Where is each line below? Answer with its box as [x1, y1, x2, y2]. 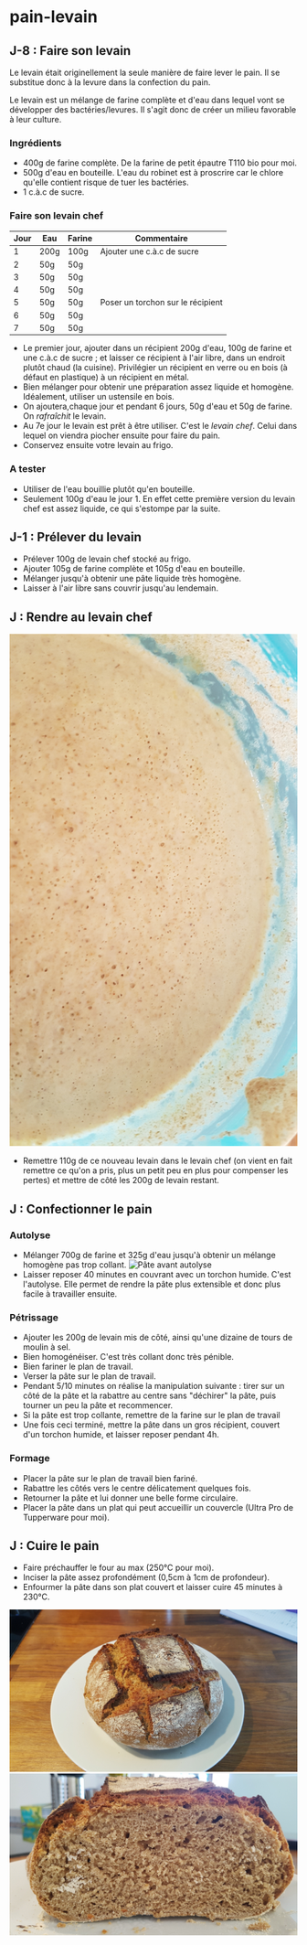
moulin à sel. [22, 1341, 71, 1352]
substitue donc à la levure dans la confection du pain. [9, 77, 211, 88]
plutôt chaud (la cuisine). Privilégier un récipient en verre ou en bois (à [22, 362, 288, 373]
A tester [9, 463, 47, 476]
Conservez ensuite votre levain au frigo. [22, 440, 174, 451]
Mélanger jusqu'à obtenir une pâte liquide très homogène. [22, 573, 242, 584]
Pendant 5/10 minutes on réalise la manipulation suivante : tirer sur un [22, 1381, 285, 1392]
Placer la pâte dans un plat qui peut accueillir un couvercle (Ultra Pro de [22, 1501, 294, 1512]
